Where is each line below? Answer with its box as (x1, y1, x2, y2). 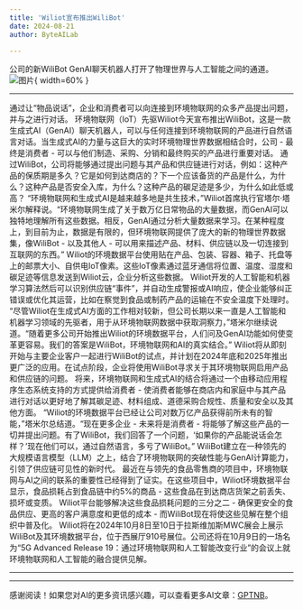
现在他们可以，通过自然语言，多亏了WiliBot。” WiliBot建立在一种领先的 (26, 441, 287, 452)
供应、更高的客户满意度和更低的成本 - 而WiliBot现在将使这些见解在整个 (16, 509, 281, 520)
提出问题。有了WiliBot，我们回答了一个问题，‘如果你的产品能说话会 (24, 429, 275, 440)
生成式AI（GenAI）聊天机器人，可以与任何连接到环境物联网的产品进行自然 (9, 125, 285, 136)
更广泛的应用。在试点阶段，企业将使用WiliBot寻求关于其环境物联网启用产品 (9, 362, 289, 373)
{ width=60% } (34, 75, 89, 86)
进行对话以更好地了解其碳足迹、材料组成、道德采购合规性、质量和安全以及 (9, 396, 286, 407)
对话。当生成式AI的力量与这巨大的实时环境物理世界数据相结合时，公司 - (16, 136, 284, 147)
